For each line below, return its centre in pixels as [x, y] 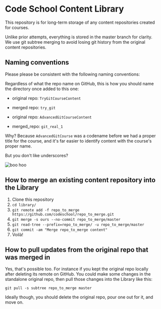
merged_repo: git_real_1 [37, 126]
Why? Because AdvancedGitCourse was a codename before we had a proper [80, 136]
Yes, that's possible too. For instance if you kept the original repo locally [77, 269]
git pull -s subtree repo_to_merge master [48, 288]
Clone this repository [33, 199]
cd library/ [24, 205]
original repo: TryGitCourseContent [46, 98]
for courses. [17, 27]
